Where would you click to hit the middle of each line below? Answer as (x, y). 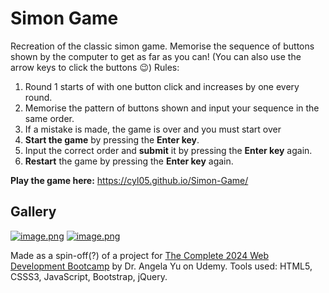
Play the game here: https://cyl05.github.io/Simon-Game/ (129, 180)
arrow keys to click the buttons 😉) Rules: (95, 67)
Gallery (33, 212)
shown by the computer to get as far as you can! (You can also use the (156, 56)
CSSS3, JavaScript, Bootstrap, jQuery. (89, 276)
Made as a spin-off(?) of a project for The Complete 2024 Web (139, 255)
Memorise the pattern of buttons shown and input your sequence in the (172, 108)
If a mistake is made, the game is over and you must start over (153, 129)
